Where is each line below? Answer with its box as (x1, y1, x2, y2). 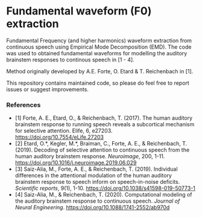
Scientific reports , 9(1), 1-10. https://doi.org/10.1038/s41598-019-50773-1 (14, 185, 196, 192)
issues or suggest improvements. (6, 85, 89, 93)
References (6, 100, 41, 109)
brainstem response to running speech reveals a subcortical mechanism (14, 121, 195, 128)
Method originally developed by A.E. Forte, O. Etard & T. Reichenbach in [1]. (6, 67, 194, 75)
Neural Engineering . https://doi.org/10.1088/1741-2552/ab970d (14, 204, 170, 211)
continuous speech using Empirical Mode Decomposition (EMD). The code (6, 43, 192, 50)
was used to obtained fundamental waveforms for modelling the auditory (6, 49, 188, 57)
